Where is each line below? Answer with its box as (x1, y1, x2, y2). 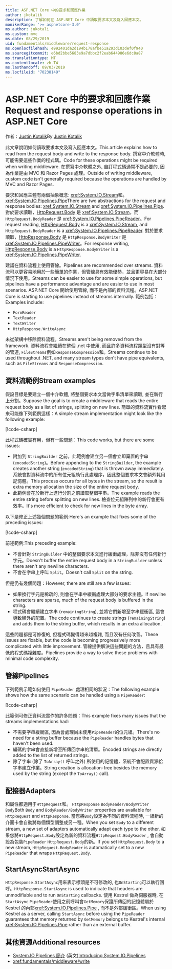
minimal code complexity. (5, 655, 59, 661)
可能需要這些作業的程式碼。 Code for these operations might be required (5, 157, 158, 163)
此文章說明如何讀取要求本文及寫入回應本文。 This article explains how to (5, 144, 157, 150)
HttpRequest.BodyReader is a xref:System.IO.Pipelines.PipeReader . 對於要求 (5, 227, 163, 234)
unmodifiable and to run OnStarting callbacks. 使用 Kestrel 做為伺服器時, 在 (5, 892, 164, 898)
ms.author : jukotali (5, 27, 50, 32)
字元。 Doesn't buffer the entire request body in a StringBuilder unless (12, 557, 162, 563)
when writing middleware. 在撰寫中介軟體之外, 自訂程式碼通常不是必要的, (5, 163, 159, 170)
